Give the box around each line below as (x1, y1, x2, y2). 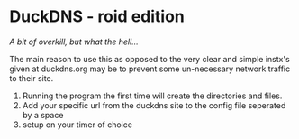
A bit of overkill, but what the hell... (9, 36, 140, 47)
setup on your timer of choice (22, 119, 133, 130)
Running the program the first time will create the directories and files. (22, 90, 283, 101)
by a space (22, 109, 64, 120)
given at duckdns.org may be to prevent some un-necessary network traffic (9, 63, 291, 74)
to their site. (9, 72, 54, 83)
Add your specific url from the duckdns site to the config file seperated (22, 99, 286, 110)
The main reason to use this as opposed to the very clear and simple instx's (9, 53, 290, 64)
